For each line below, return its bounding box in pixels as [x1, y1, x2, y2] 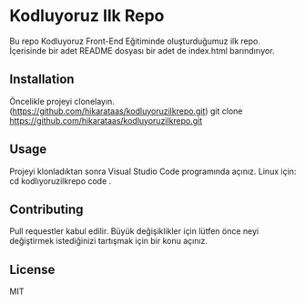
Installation [9, 72, 75, 87]
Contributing [9, 201, 84, 217]
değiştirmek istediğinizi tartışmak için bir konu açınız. [9, 236, 208, 247]
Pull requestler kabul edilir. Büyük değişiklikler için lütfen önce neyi [9, 226, 259, 237]
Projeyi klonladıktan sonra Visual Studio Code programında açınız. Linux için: [9, 166, 297, 177]
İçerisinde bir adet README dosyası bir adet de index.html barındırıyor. [9, 45, 275, 56]
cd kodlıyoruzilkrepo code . [9, 175, 112, 187]
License [9, 261, 56, 278]
